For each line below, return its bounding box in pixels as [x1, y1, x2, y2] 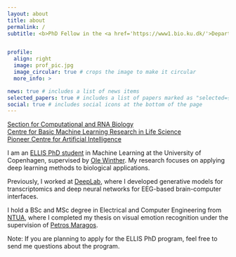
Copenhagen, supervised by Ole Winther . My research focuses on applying [7, 156, 225, 165]
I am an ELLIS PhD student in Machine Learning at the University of [7, 149, 202, 157]
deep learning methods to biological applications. [7, 163, 150, 173]
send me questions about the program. [7, 242, 120, 251]
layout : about [7, 10, 49, 18]
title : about [7, 17, 46, 24]
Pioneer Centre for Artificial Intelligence [7, 135, 122, 144]
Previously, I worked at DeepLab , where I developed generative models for [7, 177, 223, 186]
